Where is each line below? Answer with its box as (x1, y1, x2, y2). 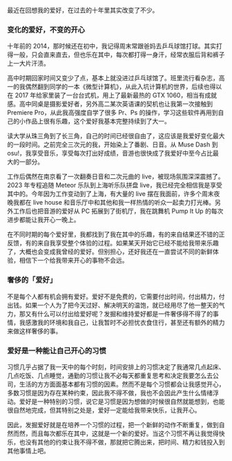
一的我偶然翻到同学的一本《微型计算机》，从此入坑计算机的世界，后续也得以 (7, 82, 222, 91)
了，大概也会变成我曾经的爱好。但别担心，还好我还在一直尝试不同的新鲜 (7, 247, 213, 256)
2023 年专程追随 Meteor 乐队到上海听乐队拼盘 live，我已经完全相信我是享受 (7, 181, 222, 189)
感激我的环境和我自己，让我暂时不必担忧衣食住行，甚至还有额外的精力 (25, 318, 225, 326)
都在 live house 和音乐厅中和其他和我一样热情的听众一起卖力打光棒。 (19, 198, 215, 207)
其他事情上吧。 (7, 446, 50, 455)
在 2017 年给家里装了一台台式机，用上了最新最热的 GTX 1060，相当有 (7, 91, 205, 100)
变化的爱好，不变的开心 (7, 25, 85, 35)
